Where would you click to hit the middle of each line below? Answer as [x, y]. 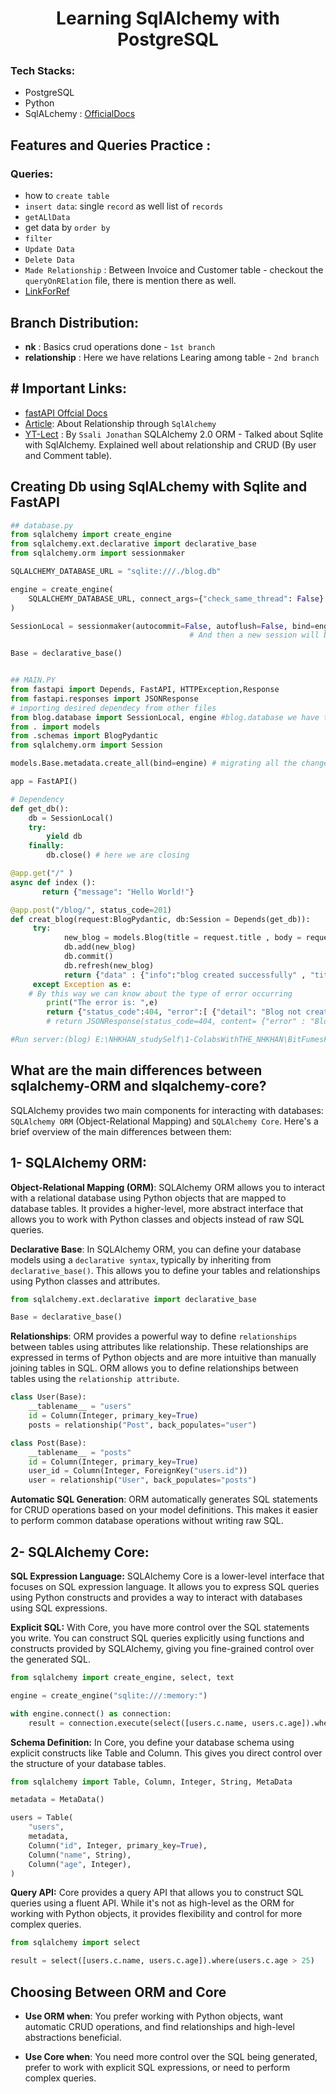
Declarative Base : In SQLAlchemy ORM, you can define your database [156, 1249]
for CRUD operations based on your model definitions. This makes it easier [164, 1510]
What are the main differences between [136, 1070]
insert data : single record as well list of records [124, 206]
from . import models [55, 727]
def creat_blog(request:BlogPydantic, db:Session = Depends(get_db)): [160, 919]
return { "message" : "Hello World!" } [118, 892]
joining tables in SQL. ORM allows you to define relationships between [154, 1368]
